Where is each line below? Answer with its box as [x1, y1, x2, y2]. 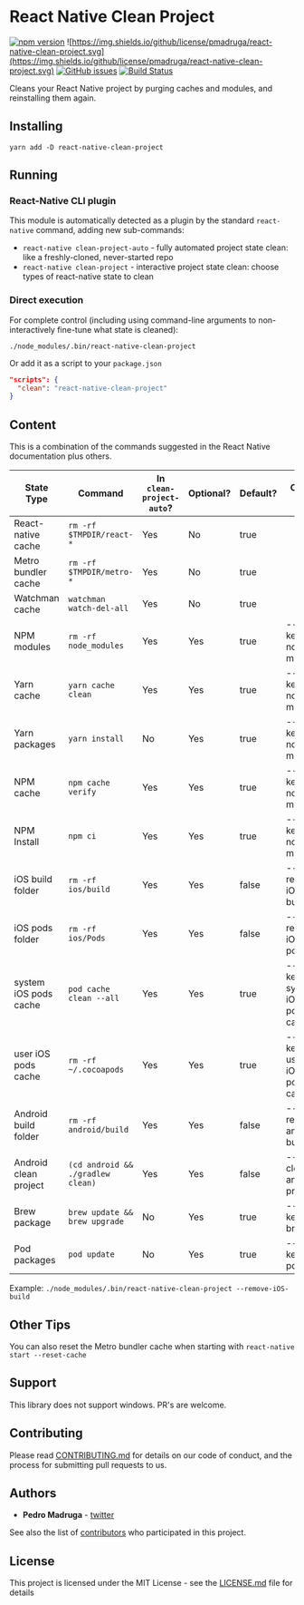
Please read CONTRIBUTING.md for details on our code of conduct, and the [9, 1449, 292, 1461]
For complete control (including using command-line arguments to [9, 315, 256, 326]
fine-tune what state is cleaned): [57, 324, 179, 335]
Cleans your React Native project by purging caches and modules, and [9, 83, 273, 93]
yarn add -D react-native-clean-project [9, 142, 165, 151]
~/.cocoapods [68, 1065, 125, 1075]
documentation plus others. [9, 451, 112, 462]
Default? [239, 487, 278, 500]
